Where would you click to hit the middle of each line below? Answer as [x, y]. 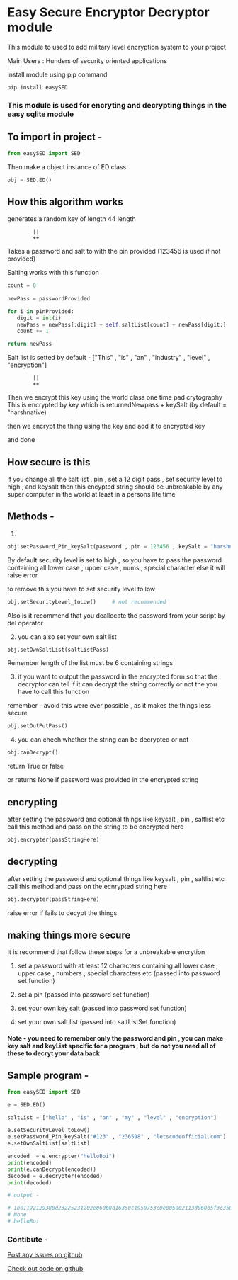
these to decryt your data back [54, 1053]
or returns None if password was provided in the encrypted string [103, 780]
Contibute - [28, 1239]
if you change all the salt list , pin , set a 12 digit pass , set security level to [115, 480]
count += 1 [33, 331]
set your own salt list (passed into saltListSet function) [97, 1022]
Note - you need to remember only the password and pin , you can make [115, 1038]
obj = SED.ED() [30, 180]
